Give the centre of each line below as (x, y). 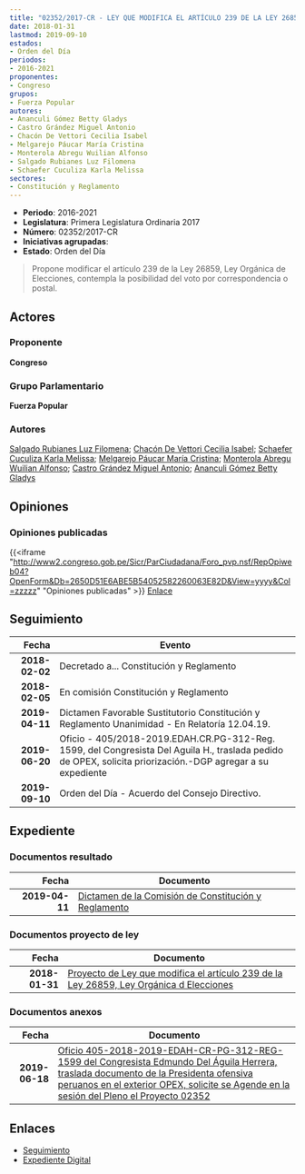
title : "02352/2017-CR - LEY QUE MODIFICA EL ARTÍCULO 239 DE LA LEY (144, 18)
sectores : (28, 178)
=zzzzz (23, 591)
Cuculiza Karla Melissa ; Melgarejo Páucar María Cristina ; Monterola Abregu (150, 459)
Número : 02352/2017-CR (70, 232)
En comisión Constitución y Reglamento (143, 691)
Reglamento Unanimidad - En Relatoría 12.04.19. (164, 723)
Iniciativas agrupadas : (65, 242)
